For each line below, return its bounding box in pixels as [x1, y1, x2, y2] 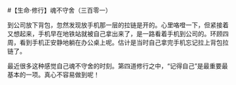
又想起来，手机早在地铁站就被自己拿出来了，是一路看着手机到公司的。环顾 [7, 30, 223, 38]
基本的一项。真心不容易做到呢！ [7, 70, 100, 79]
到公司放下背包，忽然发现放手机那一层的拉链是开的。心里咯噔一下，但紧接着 [7, 21, 229, 29]
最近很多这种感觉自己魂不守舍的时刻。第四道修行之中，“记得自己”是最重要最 [7, 62, 228, 70]
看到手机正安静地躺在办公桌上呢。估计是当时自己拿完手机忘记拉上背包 [19, 38, 223, 47]
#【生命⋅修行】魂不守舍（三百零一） [7, 6, 112, 14]
